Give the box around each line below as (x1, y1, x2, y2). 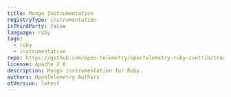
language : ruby (7, 29, 51, 36)
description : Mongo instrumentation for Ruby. (7, 67, 143, 74)
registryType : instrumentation (7, 16, 97, 23)
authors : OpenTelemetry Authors (7, 73, 100, 81)
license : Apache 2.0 (7, 61, 67, 68)
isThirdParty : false (7, 23, 67, 29)
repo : (7, 55, 23, 61)
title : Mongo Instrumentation (7, 10, 94, 17)
